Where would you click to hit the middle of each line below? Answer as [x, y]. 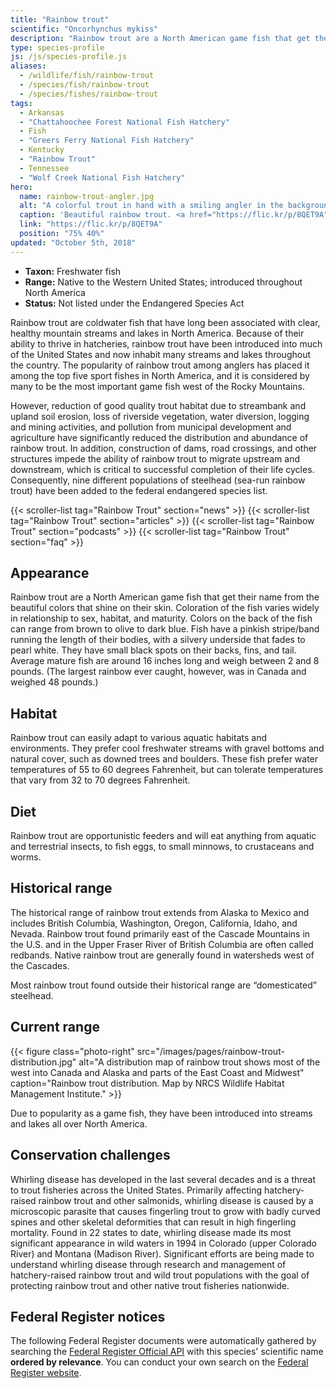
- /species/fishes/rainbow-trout [89, 94]
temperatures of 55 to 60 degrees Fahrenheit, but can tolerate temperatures [167, 770]
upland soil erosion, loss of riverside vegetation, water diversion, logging [160, 416]
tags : [21, 103]
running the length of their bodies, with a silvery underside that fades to [158, 640]
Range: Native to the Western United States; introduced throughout [163, 282]
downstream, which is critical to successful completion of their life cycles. [162, 469]
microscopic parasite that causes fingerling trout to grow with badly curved [165, 1211]
